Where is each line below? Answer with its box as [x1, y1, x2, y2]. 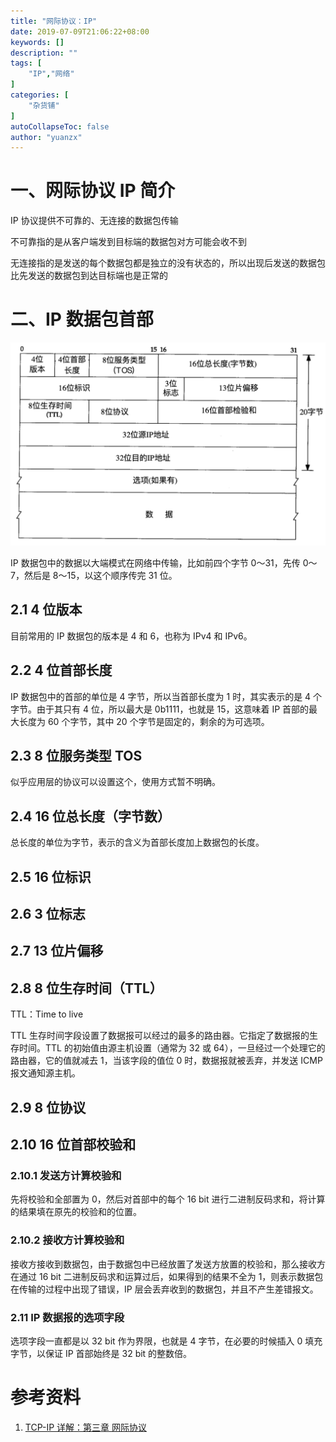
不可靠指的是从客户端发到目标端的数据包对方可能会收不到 [10, 236, 247, 248]
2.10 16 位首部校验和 [10, 1136, 137, 1153]
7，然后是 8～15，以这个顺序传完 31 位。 [10, 569, 178, 581]
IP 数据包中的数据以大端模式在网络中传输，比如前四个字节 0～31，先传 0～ [10, 556, 318, 569]
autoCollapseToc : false [10, 121, 110, 132]
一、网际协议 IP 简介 [10, 180, 176, 202]
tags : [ [10, 58, 43, 69]
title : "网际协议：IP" [10, 16, 98, 26]
